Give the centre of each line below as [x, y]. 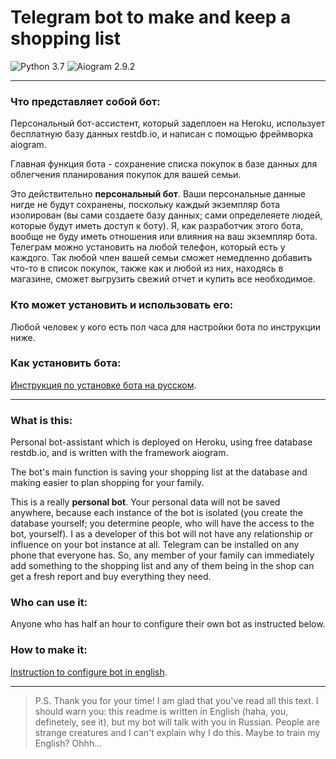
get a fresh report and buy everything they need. [111, 577]
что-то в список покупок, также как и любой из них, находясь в [147, 268]
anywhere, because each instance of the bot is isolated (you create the [156, 513]
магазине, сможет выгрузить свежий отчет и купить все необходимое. [163, 279]
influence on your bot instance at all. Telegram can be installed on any [155, 545]
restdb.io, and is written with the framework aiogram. [119, 453]
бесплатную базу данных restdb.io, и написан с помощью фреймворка [162, 134]
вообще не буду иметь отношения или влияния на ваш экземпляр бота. [164, 237]
